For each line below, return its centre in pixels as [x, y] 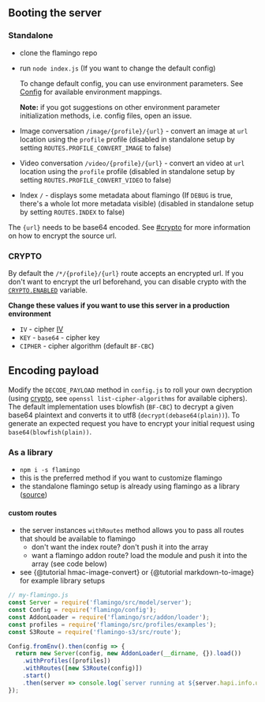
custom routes [33, 512]
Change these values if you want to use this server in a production [119, 305]
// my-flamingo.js [38, 595]
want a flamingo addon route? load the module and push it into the [139, 556]
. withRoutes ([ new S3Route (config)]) [83, 668]
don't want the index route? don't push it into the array [120, 547]
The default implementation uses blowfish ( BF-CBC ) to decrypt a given [121, 406]
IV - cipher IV [41, 329]
